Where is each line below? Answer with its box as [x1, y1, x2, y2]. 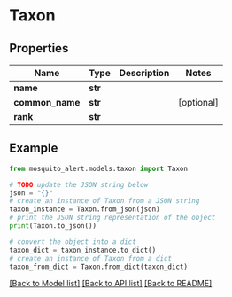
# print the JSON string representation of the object [9, 214, 216, 223]
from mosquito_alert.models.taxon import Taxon [9, 164, 189, 173]
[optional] [178, 97, 220, 108]
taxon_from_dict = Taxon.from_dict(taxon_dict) [9, 262, 189, 271]
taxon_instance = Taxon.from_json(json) [9, 205, 161, 214]
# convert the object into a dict [9, 237, 137, 246]
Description [119, 67, 170, 79]
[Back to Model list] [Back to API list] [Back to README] [9, 278, 213, 289]
